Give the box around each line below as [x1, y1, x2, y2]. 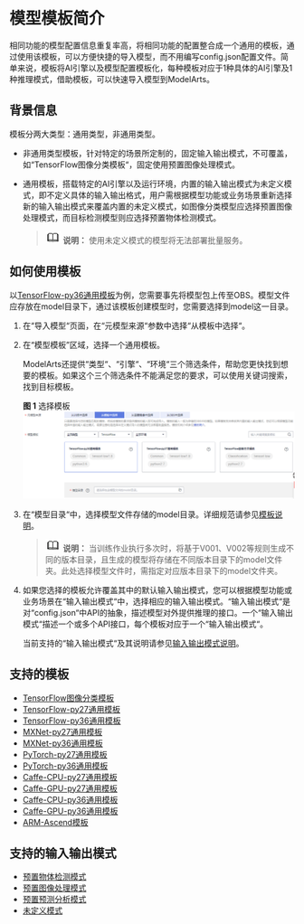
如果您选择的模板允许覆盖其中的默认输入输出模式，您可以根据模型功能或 [22, 584, 292, 595]
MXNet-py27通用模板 [22, 726, 103, 737]
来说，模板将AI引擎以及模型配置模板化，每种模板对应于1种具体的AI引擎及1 [16, 62, 293, 73]
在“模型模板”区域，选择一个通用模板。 [22, 339, 166, 350]
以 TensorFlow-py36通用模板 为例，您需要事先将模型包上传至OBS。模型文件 [9, 289, 290, 300]
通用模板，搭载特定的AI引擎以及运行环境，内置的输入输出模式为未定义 [22, 178, 285, 189]
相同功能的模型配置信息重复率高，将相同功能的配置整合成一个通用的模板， [9, 40, 287, 51]
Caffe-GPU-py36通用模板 [22, 806, 119, 816]
